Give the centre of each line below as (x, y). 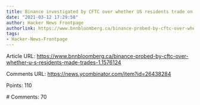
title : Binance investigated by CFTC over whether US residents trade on (100, 12)
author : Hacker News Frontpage (45, 23)
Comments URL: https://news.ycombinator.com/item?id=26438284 (89, 74)
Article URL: (21, 56)
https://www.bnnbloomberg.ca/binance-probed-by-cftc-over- (112, 56)
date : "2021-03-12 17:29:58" (42, 17)
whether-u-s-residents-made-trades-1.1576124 (64, 62)
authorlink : (21, 28)
